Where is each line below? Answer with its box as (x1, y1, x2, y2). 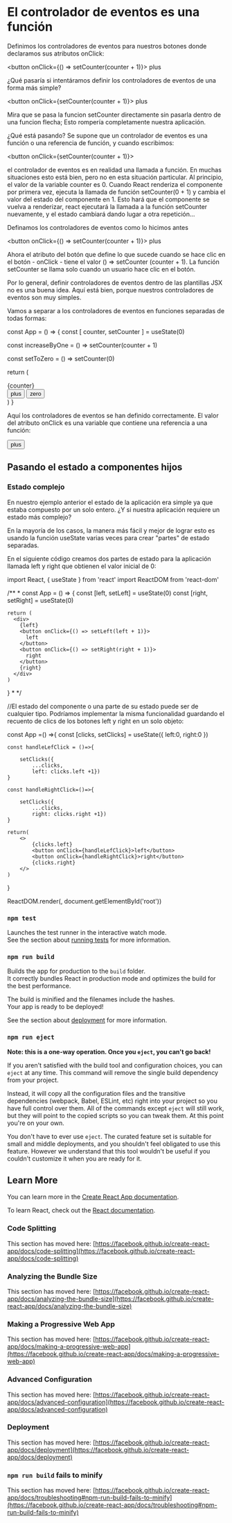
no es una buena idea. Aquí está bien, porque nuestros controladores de (7, 285, 214, 294)
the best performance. (7, 982, 71, 990)
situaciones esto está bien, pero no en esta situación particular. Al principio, (7, 173, 224, 181)
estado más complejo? (7, 513, 72, 521)
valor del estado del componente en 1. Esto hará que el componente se (7, 195, 210, 203)
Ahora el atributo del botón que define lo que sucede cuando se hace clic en (7, 250, 226, 258)
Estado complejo (7, 482, 65, 492)
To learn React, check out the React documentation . (7, 1206, 156, 1215)
